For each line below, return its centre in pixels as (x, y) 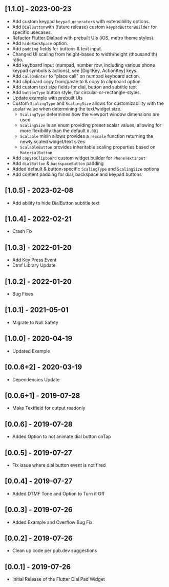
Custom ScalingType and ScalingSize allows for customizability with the (88, 103)
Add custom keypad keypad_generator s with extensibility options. (81, 21)
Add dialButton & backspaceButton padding (58, 163)
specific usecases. (32, 32)
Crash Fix (22, 231)
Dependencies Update (36, 379)
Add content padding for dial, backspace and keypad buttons (77, 174)
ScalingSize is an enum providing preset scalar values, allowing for (91, 125)
